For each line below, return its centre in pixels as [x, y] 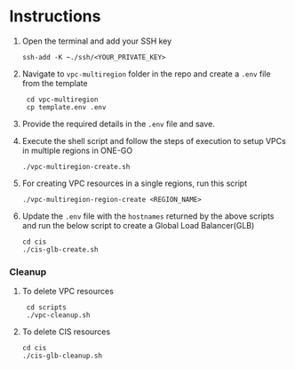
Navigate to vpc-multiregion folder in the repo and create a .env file [146, 74]
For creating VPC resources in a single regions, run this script [135, 183]
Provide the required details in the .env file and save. [118, 124]
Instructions [55, 16]
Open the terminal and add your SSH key [97, 41]
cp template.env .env [66, 107]
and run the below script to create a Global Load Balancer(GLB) [138, 225]
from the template [55, 83]
